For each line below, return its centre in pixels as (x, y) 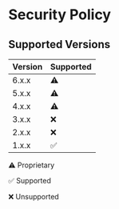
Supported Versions (59, 44)
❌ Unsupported (34, 197)
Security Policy (60, 15)
